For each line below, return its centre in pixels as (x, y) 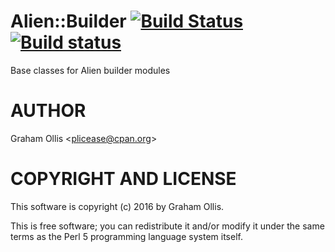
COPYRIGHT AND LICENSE (123, 179)
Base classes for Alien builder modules (90, 70)
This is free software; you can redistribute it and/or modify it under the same (167, 226)
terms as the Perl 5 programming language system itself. (126, 236)
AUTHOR (48, 111)
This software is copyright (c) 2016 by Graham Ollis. (117, 206)
